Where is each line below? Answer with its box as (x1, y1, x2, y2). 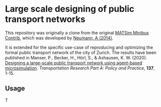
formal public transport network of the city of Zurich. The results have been (5, 50, 157, 55)
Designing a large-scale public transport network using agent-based (5, 60, 143, 66)
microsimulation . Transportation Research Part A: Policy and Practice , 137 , (5, 65, 155, 71)
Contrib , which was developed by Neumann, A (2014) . (5, 35, 113, 41)
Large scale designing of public (5, 3, 135, 15)
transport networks (5, 14, 86, 25)
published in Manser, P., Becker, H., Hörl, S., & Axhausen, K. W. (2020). (5, 54, 147, 60)
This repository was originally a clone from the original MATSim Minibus (5, 30, 149, 36)
